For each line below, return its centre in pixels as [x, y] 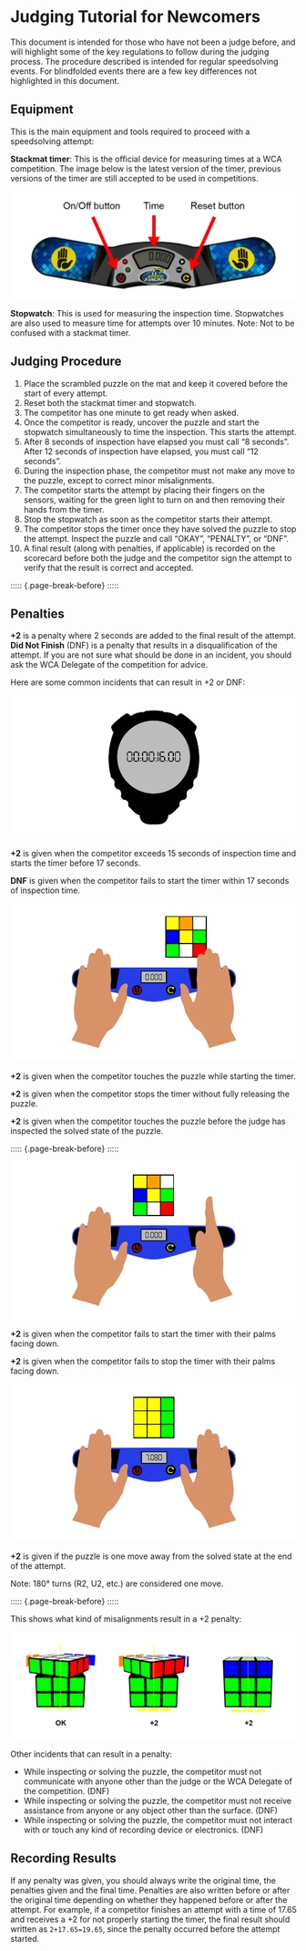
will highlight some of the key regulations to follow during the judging [140, 51]
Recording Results [63, 1858]
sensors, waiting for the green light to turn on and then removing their [154, 500]
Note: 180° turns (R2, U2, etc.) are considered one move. [117, 1583]
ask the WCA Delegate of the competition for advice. [109, 665]
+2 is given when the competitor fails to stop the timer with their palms [143, 1361]
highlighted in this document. [65, 80]
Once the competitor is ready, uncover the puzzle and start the [141, 422]
